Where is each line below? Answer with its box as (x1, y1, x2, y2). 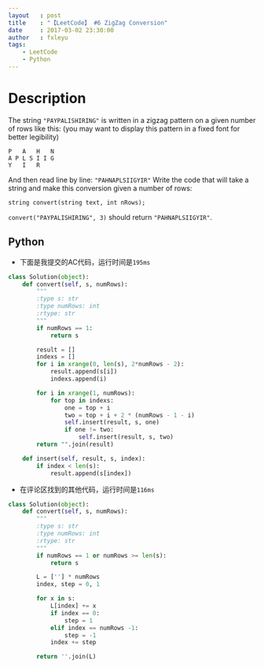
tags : (8, 41, 26, 49)
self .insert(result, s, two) (78, 433, 174, 441)
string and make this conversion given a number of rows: (8, 183, 192, 193)
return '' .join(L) (36, 653, 97, 661)
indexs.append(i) (49, 375, 108, 383)
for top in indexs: (49, 396, 114, 404)
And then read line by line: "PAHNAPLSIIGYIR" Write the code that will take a (8, 175, 249, 184)
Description (8, 90, 86, 107)
